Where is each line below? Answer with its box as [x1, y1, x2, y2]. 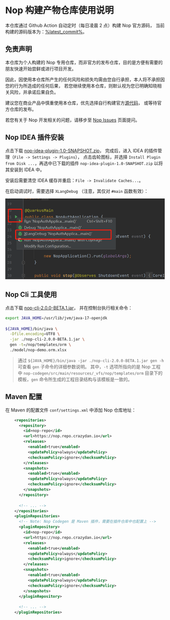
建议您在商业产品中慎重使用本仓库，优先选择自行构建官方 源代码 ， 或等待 [5, 100, 157, 106]
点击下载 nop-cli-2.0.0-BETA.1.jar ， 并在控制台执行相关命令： [5, 305, 133, 311]
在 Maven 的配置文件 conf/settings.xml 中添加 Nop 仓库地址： [5, 407, 137, 413]
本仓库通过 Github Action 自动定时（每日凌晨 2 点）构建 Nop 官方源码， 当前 [5, 22, 165, 28]
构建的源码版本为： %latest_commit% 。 [5, 28, 88, 34]
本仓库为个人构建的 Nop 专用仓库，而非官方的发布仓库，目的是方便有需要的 [5, 59, 163, 65]
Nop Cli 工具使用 [5, 291, 57, 299]
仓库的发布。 [9, 106, 36, 112]
